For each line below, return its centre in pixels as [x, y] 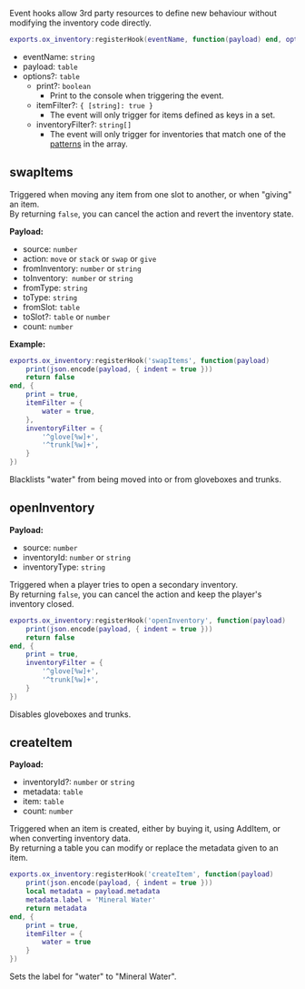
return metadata [57, 908]
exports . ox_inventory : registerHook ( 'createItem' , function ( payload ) [142, 874]
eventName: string [59, 56]
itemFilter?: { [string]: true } [94, 105]
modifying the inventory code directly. [80, 23]
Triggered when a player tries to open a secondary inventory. [124, 584]
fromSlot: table [51, 307]
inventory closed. [42, 603]
